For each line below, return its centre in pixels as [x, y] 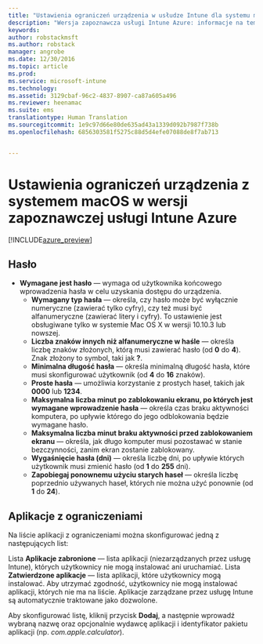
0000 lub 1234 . [56, 391]
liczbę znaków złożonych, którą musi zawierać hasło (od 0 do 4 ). [136, 350]
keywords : [24, 30]
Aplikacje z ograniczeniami [76, 516]
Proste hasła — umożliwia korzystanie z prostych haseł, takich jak [138, 383]
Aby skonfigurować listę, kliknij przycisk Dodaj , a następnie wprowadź [122, 616]
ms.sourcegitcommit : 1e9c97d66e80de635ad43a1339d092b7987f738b [113, 125]
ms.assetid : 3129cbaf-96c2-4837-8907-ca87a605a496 [92, 96]
